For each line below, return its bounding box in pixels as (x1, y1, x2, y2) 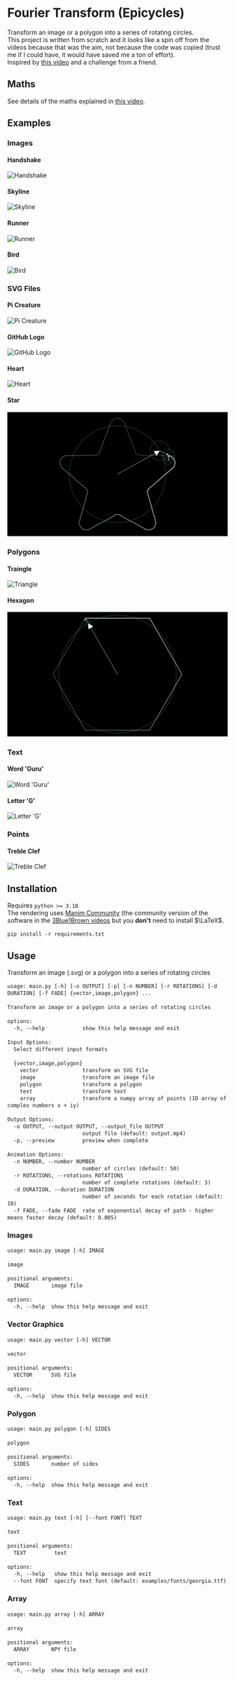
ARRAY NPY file (13, 1646, 77, 1653)
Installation (7, 882, 57, 895)
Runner (7, 219, 29, 227)
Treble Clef (7, 846, 41, 855)
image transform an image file (20, 1074, 155, 1081)
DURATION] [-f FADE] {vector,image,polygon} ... (7, 990, 152, 997)
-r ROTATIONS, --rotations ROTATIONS (13, 1173, 124, 1180)
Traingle (7, 565, 32, 573)
